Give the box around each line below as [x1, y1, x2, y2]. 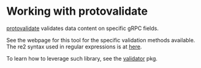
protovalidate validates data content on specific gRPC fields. [6, 25, 159, 32]
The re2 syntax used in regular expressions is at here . [6, 43, 142, 50]
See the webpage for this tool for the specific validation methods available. [6, 36, 195, 43]
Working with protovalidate [6, 4, 148, 18]
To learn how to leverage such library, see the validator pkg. [6, 55, 158, 62]
